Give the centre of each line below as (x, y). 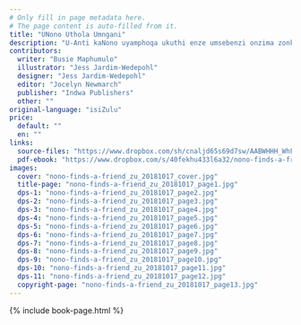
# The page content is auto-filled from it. (94, 26)
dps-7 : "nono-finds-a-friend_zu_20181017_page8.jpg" (118, 243)
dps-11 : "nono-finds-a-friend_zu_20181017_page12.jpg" (122, 277)
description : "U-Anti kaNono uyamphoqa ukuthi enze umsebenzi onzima (142, 43)
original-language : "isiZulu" (66, 110)
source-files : (43, 151)
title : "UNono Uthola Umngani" (68, 34)
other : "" (35, 101)
